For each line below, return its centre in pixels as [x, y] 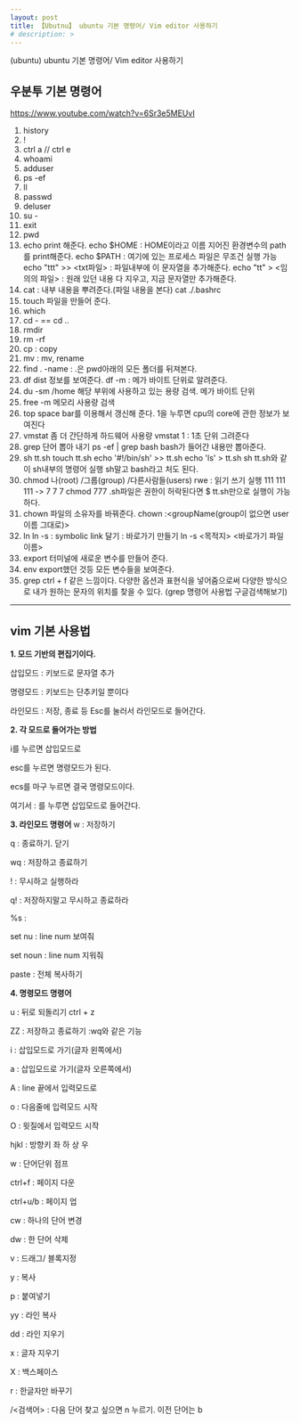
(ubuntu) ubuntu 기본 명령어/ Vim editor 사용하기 [97, 61]
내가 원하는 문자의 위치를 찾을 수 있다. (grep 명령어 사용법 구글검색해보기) [160, 592]
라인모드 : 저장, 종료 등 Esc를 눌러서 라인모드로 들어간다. [108, 711]
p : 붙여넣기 [31, 1296]
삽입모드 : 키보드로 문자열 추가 [62, 673]
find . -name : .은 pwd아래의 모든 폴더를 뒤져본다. [110, 369]
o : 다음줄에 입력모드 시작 [54, 1107]
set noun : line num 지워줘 [57, 955]
